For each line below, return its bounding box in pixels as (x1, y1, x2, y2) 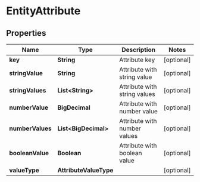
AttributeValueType (57, 166, 114, 174)
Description (121, 46, 156, 54)
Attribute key (118, 55, 155, 64)
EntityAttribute (6, 4, 81, 18)
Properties (6, 28, 46, 38)
